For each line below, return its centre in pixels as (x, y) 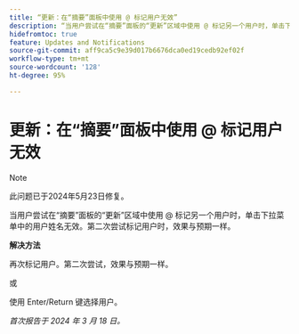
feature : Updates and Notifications (77, 42)
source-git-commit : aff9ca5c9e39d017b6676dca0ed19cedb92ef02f (127, 51)
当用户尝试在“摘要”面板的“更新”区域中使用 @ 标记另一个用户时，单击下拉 (143, 215)
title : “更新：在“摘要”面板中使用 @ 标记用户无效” (93, 17)
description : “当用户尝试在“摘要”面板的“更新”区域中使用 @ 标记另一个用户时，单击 (147, 26)
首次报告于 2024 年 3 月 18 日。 (67, 321)
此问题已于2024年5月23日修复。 (69, 196)
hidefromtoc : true (43, 34)
